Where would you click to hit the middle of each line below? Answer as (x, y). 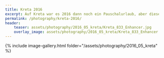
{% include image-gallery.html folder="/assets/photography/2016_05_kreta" (81, 46)
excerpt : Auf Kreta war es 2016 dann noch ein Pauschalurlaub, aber (76, 14)
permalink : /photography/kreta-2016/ (43, 18)
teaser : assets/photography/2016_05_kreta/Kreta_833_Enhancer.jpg (83, 28)
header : (13, 23)
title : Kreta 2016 (24, 9)
